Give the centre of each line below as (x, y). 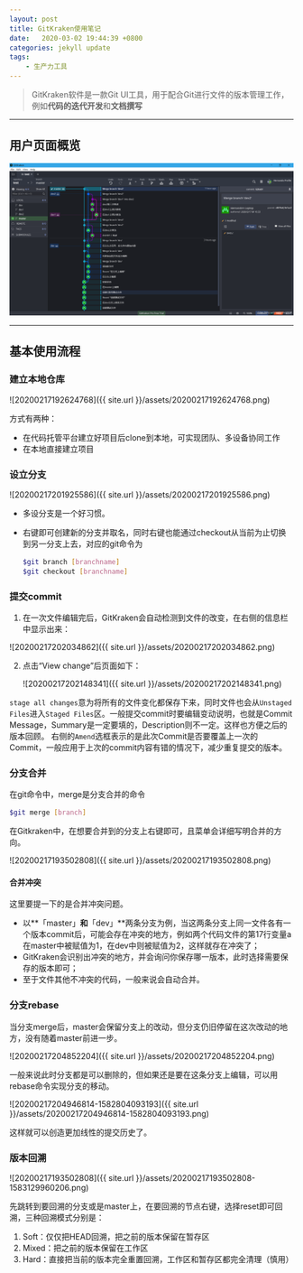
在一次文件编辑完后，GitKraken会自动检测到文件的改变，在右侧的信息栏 (155, 618)
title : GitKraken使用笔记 (55, 28)
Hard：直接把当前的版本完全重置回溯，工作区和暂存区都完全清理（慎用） (158, 1259)
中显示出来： (46, 629)
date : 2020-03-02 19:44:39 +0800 (76, 38)
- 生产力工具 (46, 67)
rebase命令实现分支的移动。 (62, 1086)
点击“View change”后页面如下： (82, 666)
